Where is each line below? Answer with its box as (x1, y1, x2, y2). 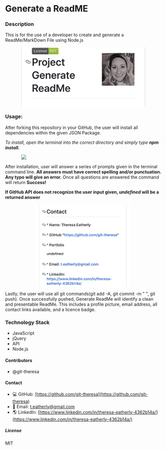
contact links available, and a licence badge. (5, 307, 96, 313)
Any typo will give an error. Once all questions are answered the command (5, 174, 160, 180)
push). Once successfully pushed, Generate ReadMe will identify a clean (5, 296, 154, 302)
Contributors (5, 357, 33, 363)
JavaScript (12, 330, 35, 336)
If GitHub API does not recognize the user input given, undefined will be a (5, 189, 160, 195)
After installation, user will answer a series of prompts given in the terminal (5, 163, 158, 169)
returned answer (5, 194, 41, 200)
